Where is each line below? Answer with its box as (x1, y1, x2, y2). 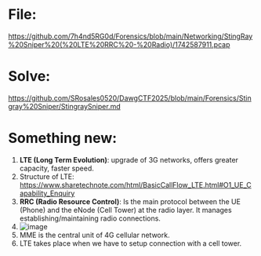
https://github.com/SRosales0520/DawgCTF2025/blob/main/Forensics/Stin (8, 93, 252, 103)
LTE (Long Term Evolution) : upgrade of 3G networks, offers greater (19, 155, 239, 164)
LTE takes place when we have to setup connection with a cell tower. (19, 238, 242, 248)
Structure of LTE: (19, 171, 74, 181)
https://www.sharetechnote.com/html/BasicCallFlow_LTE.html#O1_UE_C (19, 180, 252, 189)
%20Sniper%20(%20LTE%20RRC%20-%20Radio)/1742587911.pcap (8, 39, 230, 49)
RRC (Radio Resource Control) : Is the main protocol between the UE (19, 196, 241, 206)
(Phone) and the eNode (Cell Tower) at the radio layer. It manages (19, 205, 233, 214)
